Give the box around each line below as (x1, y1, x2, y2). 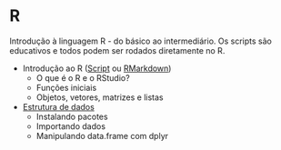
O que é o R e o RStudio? (35, 72, 130, 83)
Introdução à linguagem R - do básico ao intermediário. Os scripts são (9, 35, 273, 46)
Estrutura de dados (22, 101, 95, 112)
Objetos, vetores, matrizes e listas (35, 92, 164, 103)
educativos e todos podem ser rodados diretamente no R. (9, 45, 226, 55)
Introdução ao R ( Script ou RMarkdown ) (22, 63, 172, 74)
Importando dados (35, 120, 106, 132)
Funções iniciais (35, 82, 97, 93)
